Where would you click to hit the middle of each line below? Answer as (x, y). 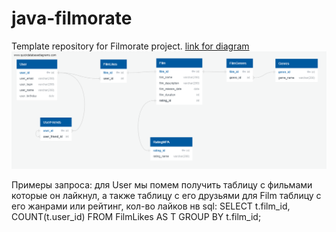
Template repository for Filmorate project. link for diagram (130, 46)
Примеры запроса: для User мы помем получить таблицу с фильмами (162, 185)
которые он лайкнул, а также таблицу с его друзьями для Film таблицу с (166, 196)
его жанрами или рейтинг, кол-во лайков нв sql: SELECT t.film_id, (151, 206)
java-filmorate (72, 18)
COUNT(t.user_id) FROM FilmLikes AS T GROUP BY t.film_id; (136, 217)
